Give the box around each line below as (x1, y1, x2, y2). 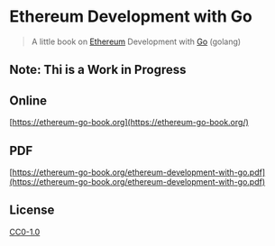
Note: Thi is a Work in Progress (9, 62, 187, 77)
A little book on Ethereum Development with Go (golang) (31, 36, 242, 47)
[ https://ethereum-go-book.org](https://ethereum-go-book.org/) (9, 117, 250, 128)
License (9, 203, 55, 218)
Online (9, 93, 48, 108)
